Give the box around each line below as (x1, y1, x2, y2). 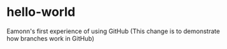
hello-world (6, 4, 76, 20)
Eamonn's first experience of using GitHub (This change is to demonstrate (6, 27, 221, 35)
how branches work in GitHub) (6, 34, 95, 42)
